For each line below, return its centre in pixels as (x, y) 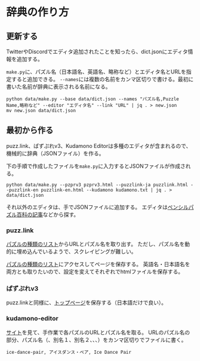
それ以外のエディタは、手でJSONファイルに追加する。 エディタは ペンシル (98, 207)
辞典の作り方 (38, 12)
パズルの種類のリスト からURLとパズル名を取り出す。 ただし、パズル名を (96, 244)
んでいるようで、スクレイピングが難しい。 (84, 252)
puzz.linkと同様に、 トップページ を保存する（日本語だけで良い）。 (87, 303)
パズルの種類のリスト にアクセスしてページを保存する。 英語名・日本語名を (98, 264)
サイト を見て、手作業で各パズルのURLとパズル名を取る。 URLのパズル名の (98, 332)
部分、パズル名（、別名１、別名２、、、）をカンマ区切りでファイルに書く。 (96, 340)
